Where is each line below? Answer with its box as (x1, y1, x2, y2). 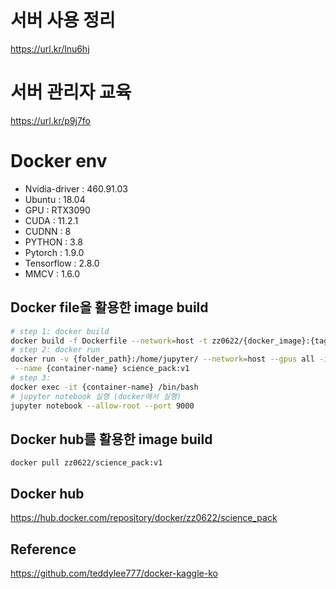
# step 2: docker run (10, 345, 101, 355)
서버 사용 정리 (10, 9, 116, 32)
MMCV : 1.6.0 (24, 267, 80, 280)
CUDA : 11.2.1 (24, 214, 79, 226)
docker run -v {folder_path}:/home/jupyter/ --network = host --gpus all (10, 354, 315, 365)
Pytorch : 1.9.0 (24, 246, 85, 258)
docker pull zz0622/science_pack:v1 (10, 458, 163, 468)
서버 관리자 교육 (10, 81, 132, 104)
